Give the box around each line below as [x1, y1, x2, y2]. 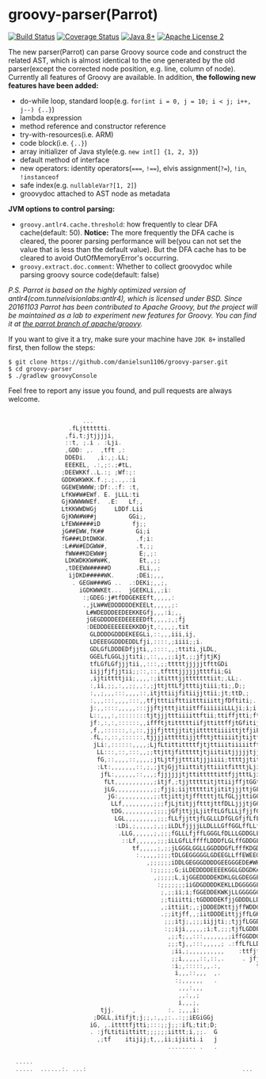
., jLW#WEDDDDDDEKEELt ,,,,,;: [82, 601, 179, 609]
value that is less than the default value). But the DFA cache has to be [19, 244, 247, 254]
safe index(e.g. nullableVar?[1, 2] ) [19, 180, 137, 189]
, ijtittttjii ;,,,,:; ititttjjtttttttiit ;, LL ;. [89, 675, 243, 683]
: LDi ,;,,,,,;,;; [114, 822, 169, 829]
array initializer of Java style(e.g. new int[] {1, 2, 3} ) [19, 147, 199, 156]
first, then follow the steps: [8, 342, 96, 352]
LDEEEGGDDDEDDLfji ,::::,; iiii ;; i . [89, 638, 203, 646]
